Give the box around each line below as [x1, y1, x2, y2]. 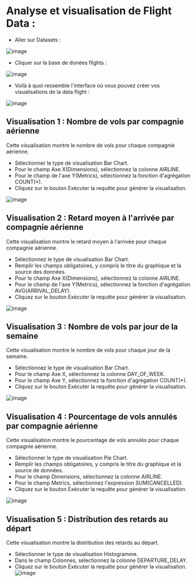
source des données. [14, 268, 67, 275]
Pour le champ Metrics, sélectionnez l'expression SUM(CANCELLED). [14, 479, 184, 486]
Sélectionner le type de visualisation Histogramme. [14, 551, 138, 557]
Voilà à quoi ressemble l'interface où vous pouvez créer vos [14, 81, 160, 89]
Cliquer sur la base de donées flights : [14, 59, 107, 66]
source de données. [14, 467, 64, 474]
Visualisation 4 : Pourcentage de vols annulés [6, 411, 178, 421]
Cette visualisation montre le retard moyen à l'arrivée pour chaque [6, 238, 167, 245]
